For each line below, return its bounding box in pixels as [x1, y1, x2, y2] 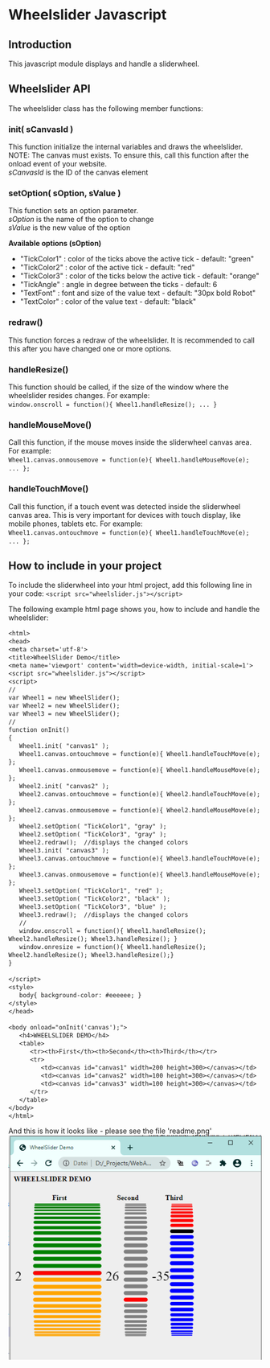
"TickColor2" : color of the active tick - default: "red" [19, 263, 195, 273]
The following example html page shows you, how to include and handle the [8, 605, 260, 614]
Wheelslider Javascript [8, 6, 167, 24]
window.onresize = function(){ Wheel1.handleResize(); [18, 943, 207, 951]
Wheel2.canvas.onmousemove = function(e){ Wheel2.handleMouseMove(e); [18, 807, 261, 815]
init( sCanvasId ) [8, 123, 74, 134]
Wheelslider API [8, 82, 91, 96]
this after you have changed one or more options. [8, 343, 172, 353]
